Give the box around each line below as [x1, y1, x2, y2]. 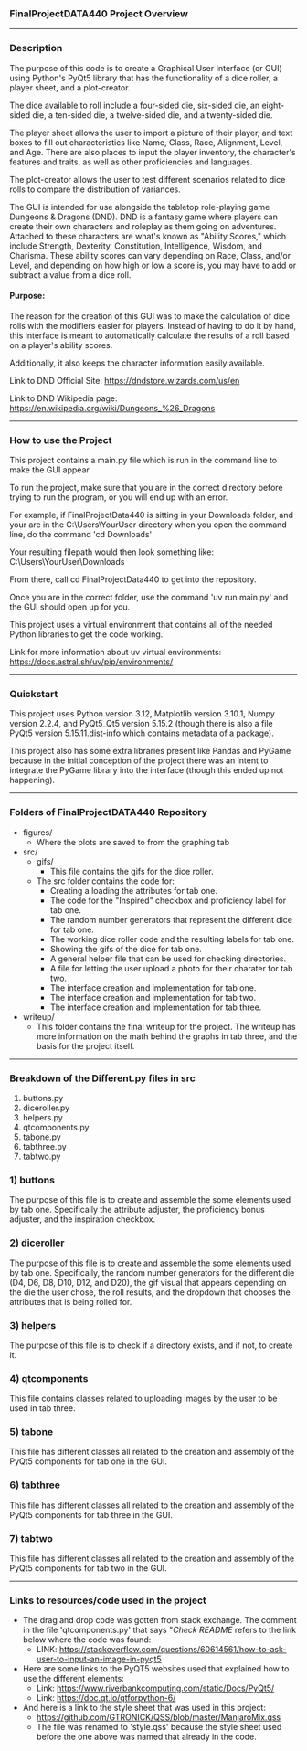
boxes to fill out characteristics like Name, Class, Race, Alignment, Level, [9, 136, 283, 148]
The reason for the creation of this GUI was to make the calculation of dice [9, 310, 291, 322]
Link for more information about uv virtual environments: [9, 647, 222, 658]
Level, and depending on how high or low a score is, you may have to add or [9, 260, 297, 271]
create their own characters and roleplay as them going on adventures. [9, 220, 277, 231]
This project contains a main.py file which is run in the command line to [9, 455, 277, 466]
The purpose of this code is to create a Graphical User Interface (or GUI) [9, 62, 283, 73]
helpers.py [22, 1111, 64, 1122]
